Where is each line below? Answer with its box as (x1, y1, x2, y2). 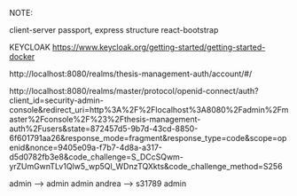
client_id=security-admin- (9, 95, 104, 106)
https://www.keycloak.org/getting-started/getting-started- (51, 42, 266, 52)
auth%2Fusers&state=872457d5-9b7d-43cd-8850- (9, 123, 199, 134)
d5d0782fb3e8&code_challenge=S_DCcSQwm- (9, 152, 184, 162)
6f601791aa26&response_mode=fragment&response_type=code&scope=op (9, 133, 287, 143)
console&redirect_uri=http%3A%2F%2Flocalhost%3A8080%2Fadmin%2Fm (9, 105, 289, 114)
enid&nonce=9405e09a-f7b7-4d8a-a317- (9, 142, 162, 153)
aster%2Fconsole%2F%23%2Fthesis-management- (9, 114, 201, 124)
